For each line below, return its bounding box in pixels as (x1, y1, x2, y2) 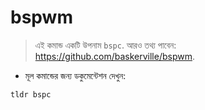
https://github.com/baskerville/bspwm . (34, 50, 196, 62)
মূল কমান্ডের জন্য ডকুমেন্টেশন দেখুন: (24, 69, 127, 81)
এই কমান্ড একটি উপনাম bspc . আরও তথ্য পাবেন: (34, 39, 177, 51)
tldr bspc (10, 89, 52, 100)
